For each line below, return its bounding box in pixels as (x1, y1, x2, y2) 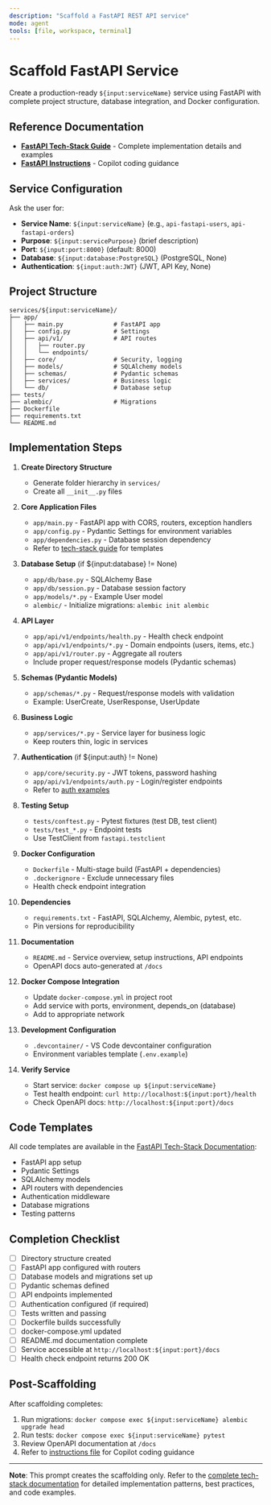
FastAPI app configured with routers (20, 1263, 142, 1272)
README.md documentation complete (20, 1335, 148, 1345)
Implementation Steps (9, 440, 123, 455)
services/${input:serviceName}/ (9, 306, 117, 314)
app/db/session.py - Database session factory (32, 583, 187, 593)
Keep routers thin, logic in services (32, 736, 148, 746)
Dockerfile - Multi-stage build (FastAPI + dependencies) (32, 864, 221, 874)
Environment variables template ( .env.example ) (32, 1048, 188, 1059)
